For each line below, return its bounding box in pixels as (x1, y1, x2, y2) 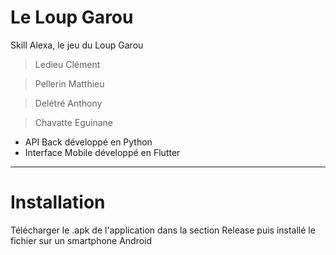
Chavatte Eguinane (34, 116, 113, 128)
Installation (10, 191, 106, 214)
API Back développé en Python (24, 136, 153, 148)
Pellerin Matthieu (34, 77, 105, 90)
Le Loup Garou (10, 6, 134, 29)
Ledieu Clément (34, 58, 101, 70)
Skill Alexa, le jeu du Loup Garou (10, 39, 144, 51)
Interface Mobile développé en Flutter (24, 146, 181, 158)
